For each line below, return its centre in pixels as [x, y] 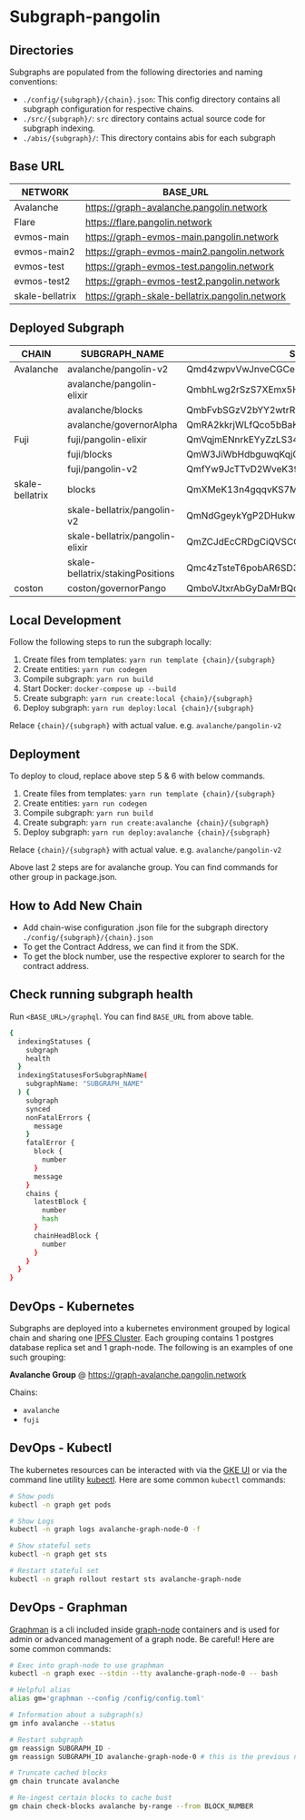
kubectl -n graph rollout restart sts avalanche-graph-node [126, 1579]
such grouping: [38, 1357]
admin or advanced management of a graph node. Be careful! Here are [142, 1639]
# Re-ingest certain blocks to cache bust [91, 1798]
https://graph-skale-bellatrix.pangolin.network [186, 295]
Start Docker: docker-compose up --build [99, 688]
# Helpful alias [40, 1690]
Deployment [45, 754]
